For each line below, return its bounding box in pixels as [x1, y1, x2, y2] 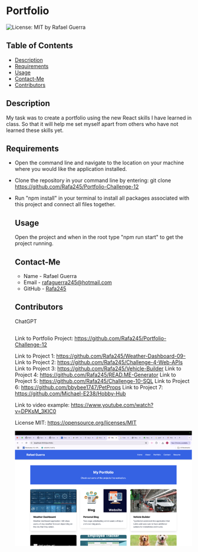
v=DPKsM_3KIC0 [14, 408, 57, 415]
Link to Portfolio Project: [14, 335, 74, 342]
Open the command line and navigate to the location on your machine [14, 159, 184, 166]
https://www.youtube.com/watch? [70, 402, 154, 409]
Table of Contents [6, 41, 74, 51]
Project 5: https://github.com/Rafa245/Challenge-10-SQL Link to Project [14, 378, 190, 385]
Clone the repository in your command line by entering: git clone [14, 177, 171, 184]
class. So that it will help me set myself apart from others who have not [6, 120, 179, 127]
